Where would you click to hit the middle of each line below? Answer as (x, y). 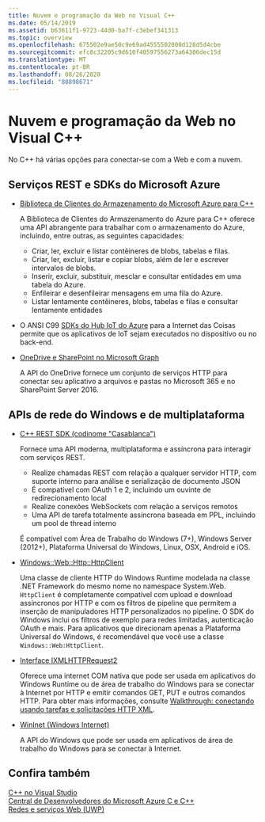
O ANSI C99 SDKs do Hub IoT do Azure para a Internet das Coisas (127, 325)
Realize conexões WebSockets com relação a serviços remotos (135, 507)
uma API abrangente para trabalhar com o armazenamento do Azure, (132, 227)
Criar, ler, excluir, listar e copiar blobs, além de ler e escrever (130, 260)
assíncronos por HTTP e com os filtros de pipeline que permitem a (128, 603)
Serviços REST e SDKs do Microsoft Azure (114, 184)
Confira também (49, 773)
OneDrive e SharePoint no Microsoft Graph (89, 358)
